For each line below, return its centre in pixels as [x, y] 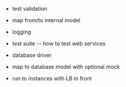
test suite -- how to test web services [59, 43]
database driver [32, 55]
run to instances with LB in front [52, 78]
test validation [29, 9]
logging [22, 32]
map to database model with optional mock [66, 67]
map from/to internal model [46, 20]
